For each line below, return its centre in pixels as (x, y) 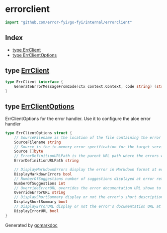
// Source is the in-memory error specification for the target (82, 147)
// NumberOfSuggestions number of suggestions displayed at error (84, 179)
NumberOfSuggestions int (40, 183)
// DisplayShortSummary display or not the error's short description (89, 197)
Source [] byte (29, 151)
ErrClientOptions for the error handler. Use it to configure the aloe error (78, 118)
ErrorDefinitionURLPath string (46, 161)
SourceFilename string (38, 142)
